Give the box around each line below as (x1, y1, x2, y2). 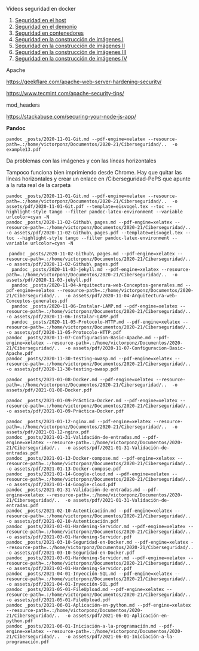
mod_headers (6, 101, 40, 108)
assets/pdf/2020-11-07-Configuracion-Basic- (72, 345, 186, 351)
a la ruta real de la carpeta (6, 182, 71, 188)
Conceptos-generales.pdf (6, 298, 68, 304)
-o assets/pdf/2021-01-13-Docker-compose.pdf (6, 466, 121, 472)
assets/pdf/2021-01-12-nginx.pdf (6, 429, 90, 435)
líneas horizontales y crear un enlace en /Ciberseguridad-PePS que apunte (6, 175, 191, 182)
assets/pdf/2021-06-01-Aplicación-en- (72, 613, 170, 619)
